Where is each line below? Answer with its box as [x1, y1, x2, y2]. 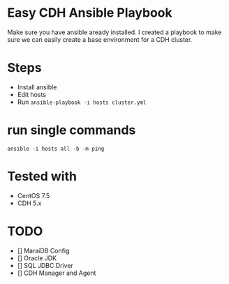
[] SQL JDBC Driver [17, 261, 73, 269]
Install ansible [17, 82, 57, 91]
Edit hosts [17, 90, 47, 98]
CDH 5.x [17, 199, 42, 207]
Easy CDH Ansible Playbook [7, 5, 172, 21]
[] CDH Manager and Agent [17, 269, 96, 277]
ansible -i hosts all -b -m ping [7, 145, 105, 152]
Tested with [7, 169, 77, 184]
